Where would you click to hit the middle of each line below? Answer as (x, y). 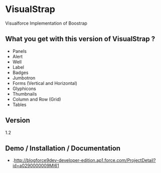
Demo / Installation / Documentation (63, 148)
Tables (19, 105)
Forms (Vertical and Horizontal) (45, 83)
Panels (19, 51)
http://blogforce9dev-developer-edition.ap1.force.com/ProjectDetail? (85, 160)
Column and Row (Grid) (37, 99)
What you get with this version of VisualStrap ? (80, 39)
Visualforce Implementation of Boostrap (46, 23)
